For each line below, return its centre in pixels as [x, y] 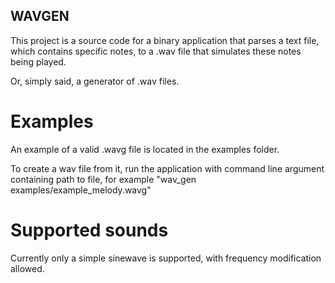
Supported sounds [89, 230]
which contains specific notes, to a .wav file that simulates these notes [156, 51]
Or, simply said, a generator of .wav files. [95, 81]
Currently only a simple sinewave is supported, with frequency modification [166, 258]
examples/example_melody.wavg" [81, 190]
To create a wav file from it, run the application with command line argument [167, 168]
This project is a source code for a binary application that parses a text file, [165, 40]
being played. [38, 61]
